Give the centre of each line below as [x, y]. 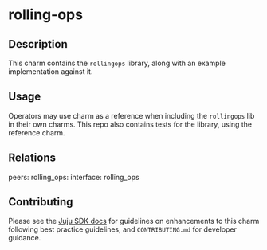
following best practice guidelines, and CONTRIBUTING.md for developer [123, 229]
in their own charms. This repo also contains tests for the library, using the [130, 124]
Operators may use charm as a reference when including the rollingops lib [132, 115]
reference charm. [37, 132]
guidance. [25, 238]
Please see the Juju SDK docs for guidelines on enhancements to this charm [134, 221]
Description [38, 44]
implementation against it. [51, 72]
